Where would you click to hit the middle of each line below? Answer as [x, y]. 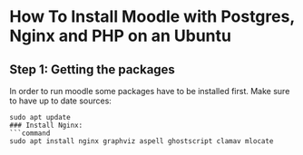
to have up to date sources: [60, 101]
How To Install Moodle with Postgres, [152, 17]
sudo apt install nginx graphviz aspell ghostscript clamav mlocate [142, 141]
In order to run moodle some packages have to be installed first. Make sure [150, 91]
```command [30, 133]
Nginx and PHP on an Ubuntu [120, 36]
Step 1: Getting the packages [92, 69]
